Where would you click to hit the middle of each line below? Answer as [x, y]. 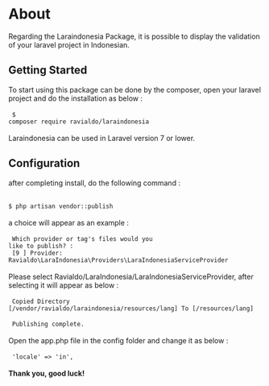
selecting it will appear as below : [64, 285]
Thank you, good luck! [47, 373]
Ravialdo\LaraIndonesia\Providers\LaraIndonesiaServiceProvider [118, 260]
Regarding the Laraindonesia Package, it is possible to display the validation [134, 36]
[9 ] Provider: [37, 253]
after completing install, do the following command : [95, 183]
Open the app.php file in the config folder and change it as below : [118, 340]
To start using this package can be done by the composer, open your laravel [135, 89]
